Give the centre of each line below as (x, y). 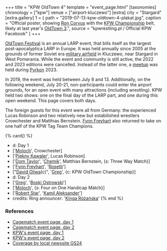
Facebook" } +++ (23, 34)
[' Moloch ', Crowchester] (37, 151)
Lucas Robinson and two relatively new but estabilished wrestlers (72, 116)
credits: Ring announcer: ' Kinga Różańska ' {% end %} (68, 198)
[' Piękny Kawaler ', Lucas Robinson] (49, 156)
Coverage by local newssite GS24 (47, 243)
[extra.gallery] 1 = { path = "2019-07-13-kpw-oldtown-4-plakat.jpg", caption (83, 18)
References (19, 211)
